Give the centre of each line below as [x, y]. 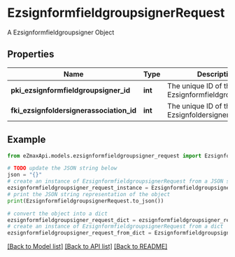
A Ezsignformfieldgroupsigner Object [61, 32]
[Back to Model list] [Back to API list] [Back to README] [87, 246]
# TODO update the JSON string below [62, 168]
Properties [31, 54]
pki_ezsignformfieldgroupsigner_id [71, 90]
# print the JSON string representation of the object [89, 194]
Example [27, 140]
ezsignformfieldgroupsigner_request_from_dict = [79, 233]
